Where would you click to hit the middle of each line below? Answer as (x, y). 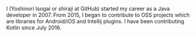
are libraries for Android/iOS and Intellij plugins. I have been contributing (95, 21)
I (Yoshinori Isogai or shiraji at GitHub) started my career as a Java (88, 9)
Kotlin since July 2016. (34, 27)
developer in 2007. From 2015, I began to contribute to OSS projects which (98, 15)
